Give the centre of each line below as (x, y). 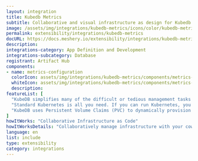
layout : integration (32, 11)
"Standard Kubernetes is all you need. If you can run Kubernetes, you (101, 105)
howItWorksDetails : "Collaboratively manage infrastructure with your (95, 127)
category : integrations (35, 149)
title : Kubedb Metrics (34, 17)
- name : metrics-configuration (44, 72)
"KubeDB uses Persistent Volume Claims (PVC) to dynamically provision (101, 110)
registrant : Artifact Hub (38, 61)
